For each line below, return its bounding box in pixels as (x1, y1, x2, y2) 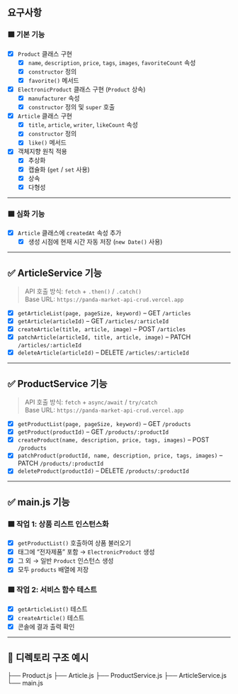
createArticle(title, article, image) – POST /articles (17, 325, 186, 333)
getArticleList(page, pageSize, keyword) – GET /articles (17, 308, 191, 317)
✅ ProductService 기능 (7, 378, 108, 390)
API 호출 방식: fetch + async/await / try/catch (24, 398, 158, 406)
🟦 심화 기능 (7, 208, 45, 218)
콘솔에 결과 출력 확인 (17, 622, 75, 631)
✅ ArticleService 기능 (7, 267, 103, 279)
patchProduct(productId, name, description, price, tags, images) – (17, 451, 223, 459)
